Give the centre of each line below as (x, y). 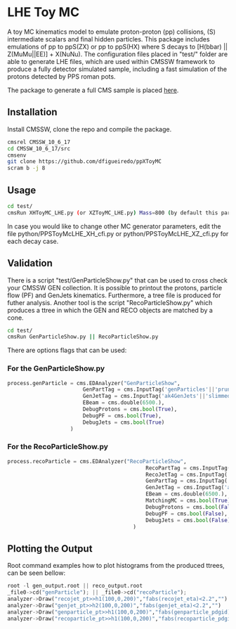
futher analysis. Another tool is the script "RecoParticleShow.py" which (110, 302)
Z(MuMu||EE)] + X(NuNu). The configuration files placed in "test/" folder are (118, 54)
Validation (30, 263)
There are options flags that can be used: (67, 350)
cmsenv (17, 155)
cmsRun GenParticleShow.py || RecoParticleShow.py (83, 337)
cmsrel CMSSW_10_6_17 (39, 142)
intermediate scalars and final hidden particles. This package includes (109, 39)
